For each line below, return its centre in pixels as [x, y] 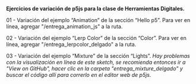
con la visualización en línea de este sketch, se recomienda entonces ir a [96, 62]
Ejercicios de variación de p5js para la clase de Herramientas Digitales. [96, 9]
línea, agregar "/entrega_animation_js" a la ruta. [64, 27]
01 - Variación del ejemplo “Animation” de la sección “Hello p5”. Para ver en [98, 20]
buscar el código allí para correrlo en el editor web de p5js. [79, 75]
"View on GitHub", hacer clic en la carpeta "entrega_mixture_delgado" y [94, 69]
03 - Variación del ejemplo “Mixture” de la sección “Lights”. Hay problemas [98, 56]
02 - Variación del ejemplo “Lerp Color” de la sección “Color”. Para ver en [97, 38]
